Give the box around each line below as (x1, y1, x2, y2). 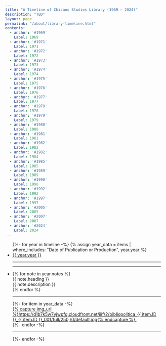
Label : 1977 (14, 99, 39, 104)
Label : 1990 (14, 182, 39, 187)
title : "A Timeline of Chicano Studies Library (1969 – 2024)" (5, 7, 138, 12)
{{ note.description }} (12, 281, 56, 287)
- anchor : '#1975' (9, 76, 48, 81)
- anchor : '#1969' (9, 30, 48, 35)
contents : (5, 26, 26, 31)
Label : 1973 (14, 62, 39, 67)
